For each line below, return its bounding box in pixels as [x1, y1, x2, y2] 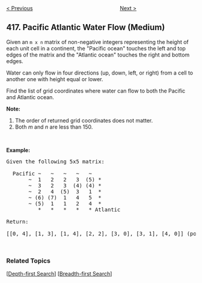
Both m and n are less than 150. [14, 123, 93, 130]
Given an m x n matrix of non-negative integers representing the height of [6, 38, 189, 46]
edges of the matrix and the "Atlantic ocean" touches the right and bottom [6, 51, 190, 58]
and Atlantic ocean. [6, 93, 54, 100]
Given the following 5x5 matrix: [6, 158, 105, 165]
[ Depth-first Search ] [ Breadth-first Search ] [6, 270, 112, 278]
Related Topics [6, 257, 51, 265]
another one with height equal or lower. [6, 75, 103, 82]
